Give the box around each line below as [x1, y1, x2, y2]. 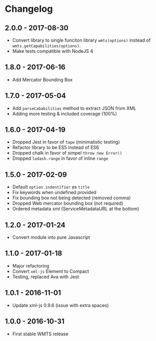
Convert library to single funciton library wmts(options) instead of [12, 37, 151, 43]
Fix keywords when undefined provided [12, 190, 96, 196]
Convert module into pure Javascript [12, 234, 91, 240]
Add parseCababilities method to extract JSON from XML [12, 105, 137, 111]
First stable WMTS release [12, 331, 69, 337]
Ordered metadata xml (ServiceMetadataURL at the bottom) [12, 206, 140, 212]
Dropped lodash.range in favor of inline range [12, 155, 109, 162]
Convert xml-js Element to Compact [12, 268, 90, 274]
